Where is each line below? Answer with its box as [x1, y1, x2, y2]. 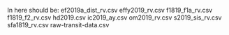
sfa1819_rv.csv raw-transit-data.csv [7, 21, 110, 29]
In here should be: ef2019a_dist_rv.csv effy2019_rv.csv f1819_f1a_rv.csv [7, 6, 213, 14]
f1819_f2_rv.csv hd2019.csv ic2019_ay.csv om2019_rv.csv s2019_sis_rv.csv [7, 13, 222, 22]
